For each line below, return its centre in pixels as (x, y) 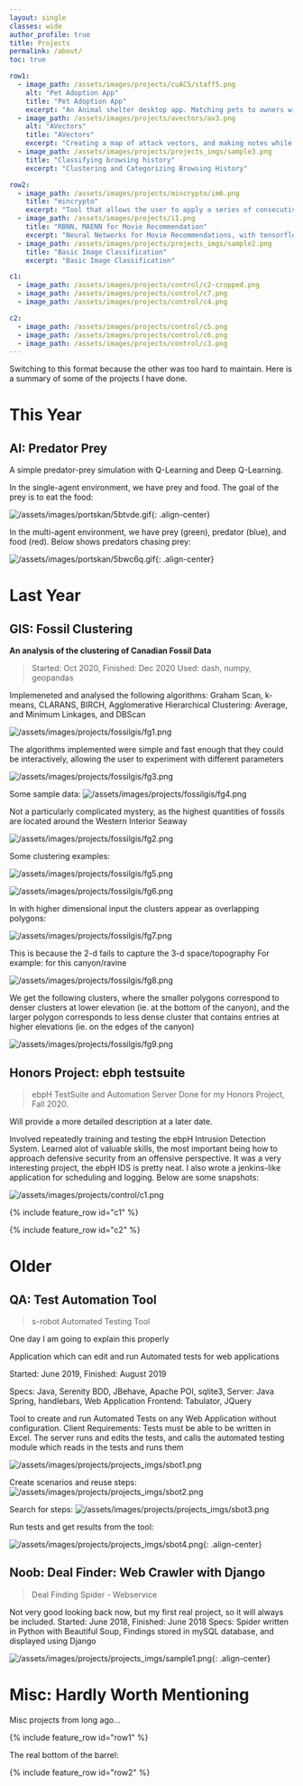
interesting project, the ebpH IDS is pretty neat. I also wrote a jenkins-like (145, 1168)
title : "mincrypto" (62, 201)
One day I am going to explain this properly (89, 1339)
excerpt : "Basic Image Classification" (101, 260)
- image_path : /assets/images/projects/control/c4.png (123, 302)
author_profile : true (50, 34)
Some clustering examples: (60, 856)
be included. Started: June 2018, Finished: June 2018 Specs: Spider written (149, 1622)
